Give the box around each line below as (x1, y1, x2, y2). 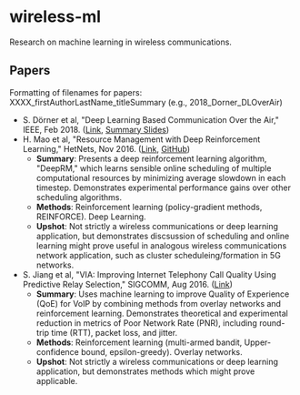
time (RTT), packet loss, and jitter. (51, 327, 178, 338)
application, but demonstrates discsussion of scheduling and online (35, 230, 290, 241)
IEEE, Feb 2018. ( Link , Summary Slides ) (22, 124, 170, 135)
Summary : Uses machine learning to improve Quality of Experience (35, 289, 290, 299)
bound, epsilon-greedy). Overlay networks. (80, 346, 243, 357)
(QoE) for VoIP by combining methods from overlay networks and (35, 298, 282, 309)
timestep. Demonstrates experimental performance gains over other (35, 182, 291, 193)
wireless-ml (9, 6, 102, 27)
